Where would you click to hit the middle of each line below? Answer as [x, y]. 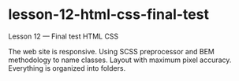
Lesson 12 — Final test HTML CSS [63, 36]
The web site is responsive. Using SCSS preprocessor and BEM [111, 51]
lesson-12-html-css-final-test [108, 15]
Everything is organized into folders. [67, 68]
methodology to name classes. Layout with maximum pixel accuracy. [120, 60]
